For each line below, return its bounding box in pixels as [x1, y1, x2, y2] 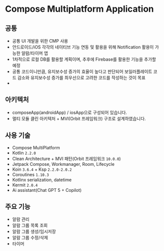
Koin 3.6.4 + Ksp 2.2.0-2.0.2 [12, 166, 72, 172]
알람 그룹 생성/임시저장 [12, 228, 56, 234]
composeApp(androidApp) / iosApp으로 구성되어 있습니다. [12, 109, 127, 115]
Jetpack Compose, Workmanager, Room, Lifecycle [12, 161, 115, 167]
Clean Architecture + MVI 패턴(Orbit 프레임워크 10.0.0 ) [12, 156, 121, 161]
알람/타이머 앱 [21, 50, 48, 56]
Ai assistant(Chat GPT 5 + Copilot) [12, 187, 82, 193]
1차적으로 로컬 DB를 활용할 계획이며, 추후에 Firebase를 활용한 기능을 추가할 [12, 56, 156, 62]
